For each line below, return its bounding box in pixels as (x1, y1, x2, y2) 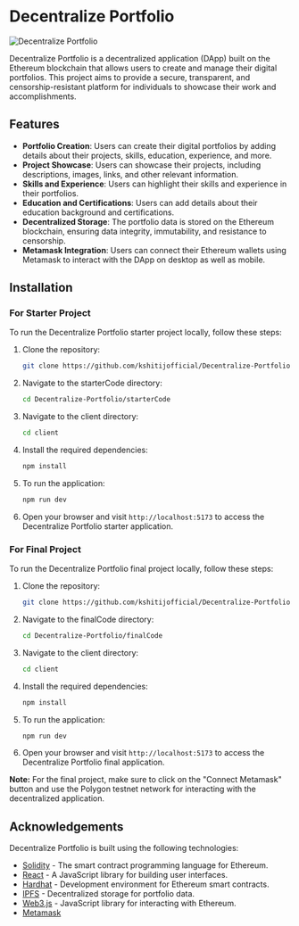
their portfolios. (21, 187, 79, 198)
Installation (9, 280, 73, 295)
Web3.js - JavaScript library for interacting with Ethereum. (21, 898, 237, 909)
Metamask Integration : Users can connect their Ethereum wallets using (21, 244, 287, 255)
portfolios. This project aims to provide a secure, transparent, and (9, 71, 251, 82)
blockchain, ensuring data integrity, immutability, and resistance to (21, 226, 267, 236)
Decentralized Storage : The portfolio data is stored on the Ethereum (21, 216, 275, 227)
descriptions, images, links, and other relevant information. (21, 169, 239, 179)
